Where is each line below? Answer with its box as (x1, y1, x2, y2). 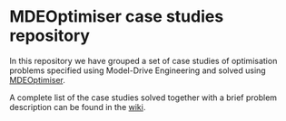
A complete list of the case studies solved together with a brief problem (9, 92, 278, 103)
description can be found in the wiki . (9, 101, 146, 112)
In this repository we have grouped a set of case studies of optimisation (9, 55, 278, 66)
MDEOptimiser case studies (9, 6, 224, 27)
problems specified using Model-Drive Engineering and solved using (9, 65, 266, 76)
